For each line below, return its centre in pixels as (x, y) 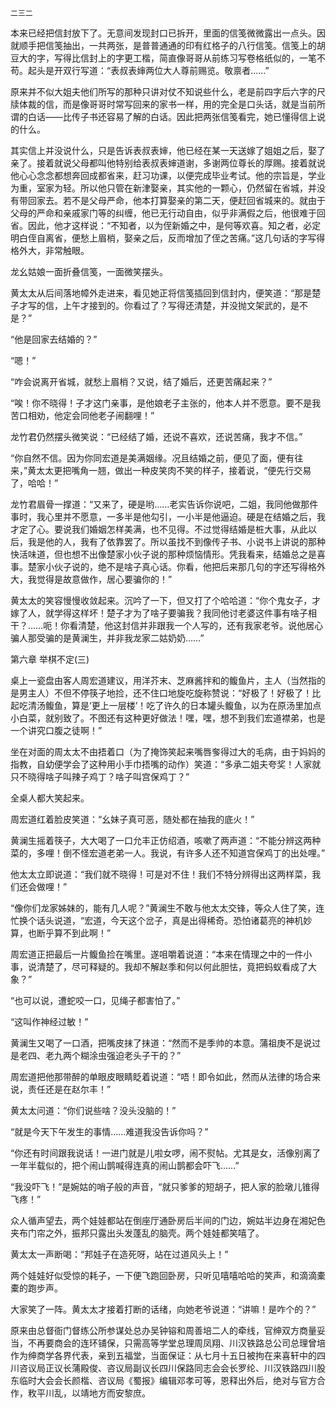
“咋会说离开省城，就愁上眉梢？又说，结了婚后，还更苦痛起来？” (141, 381)
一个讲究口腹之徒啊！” (56, 730)
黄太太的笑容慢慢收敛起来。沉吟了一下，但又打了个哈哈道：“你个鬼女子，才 (166, 600)
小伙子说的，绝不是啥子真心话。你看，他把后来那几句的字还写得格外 (185, 566)
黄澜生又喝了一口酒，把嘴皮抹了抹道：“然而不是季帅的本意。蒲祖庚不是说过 (166, 1043)
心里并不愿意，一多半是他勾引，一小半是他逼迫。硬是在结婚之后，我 (185, 516)
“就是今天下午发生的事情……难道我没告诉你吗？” (109, 1131)
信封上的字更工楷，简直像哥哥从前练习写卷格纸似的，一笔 (198, 58)
